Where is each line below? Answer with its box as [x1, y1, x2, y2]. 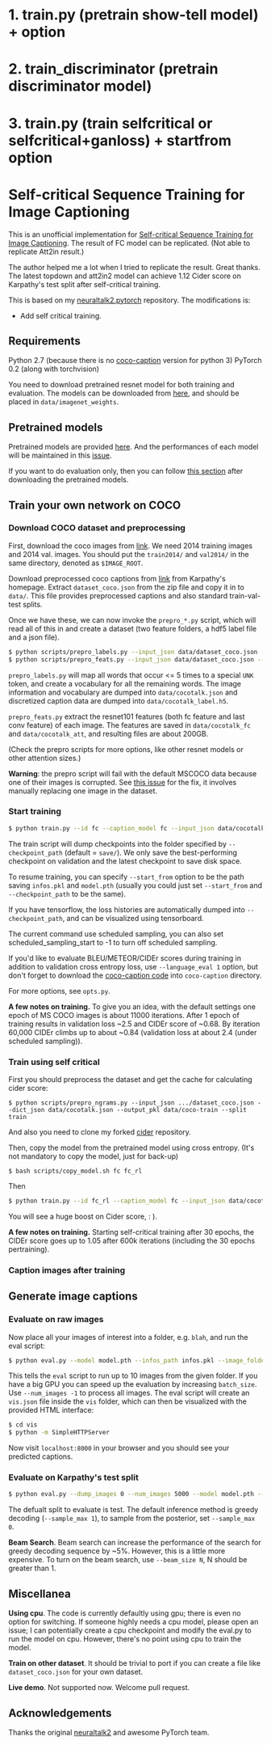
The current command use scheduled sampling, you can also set [8, 928, 224, 939]
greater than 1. [8, 1563, 56, 1574]
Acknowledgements [8, 1706, 112, 1720]
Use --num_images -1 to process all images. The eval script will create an [8, 1388, 250, 1398]
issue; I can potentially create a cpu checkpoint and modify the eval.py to [8, 1625, 252, 1635]
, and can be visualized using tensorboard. [62, 913, 204, 923]
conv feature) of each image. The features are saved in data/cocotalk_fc [8, 720, 252, 729]
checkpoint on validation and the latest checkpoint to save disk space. [8, 856, 242, 866]
